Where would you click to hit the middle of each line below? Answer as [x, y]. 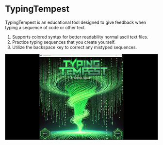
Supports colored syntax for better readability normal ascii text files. [80, 37]
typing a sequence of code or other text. [45, 27]
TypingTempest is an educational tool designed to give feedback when [76, 22]
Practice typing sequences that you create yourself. [64, 42]
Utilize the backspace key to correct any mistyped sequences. [74, 47]
